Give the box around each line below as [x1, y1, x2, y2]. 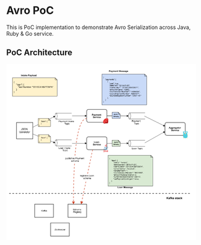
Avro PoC [6, 4, 54, 17]
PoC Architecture [6, 48, 73, 58]
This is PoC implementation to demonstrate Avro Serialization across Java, [6, 24, 191, 31]
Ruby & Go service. [6, 30, 54, 37]
